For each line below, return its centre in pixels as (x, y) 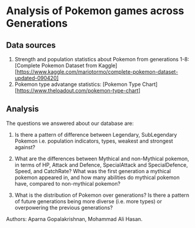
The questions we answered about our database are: (70, 123)
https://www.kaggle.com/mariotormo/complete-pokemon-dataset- (97, 72)
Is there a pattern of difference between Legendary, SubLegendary (96, 134)
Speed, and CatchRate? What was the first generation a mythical (93, 171)
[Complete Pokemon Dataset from (56, 65)
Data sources (31, 45)
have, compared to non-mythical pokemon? (67, 183)
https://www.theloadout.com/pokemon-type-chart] (79, 90)
